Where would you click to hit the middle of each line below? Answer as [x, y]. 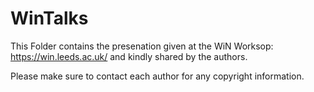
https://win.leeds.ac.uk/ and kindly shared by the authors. [129, 56]
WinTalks [49, 18]
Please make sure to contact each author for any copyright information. [157, 76]
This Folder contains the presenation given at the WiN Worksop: [142, 46]
